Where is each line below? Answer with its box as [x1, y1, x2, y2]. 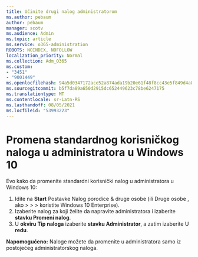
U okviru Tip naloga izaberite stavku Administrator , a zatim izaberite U [14, 220, 189, 227]
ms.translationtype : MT [6, 91, 65, 97]
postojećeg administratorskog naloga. [6, 245, 98, 252]
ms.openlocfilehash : [6, 80, 57, 86]
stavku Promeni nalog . [14, 214, 71, 222]
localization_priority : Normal [6, 53, 83, 58]
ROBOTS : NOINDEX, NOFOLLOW [6, 47, 72, 53]
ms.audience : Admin [6, 31, 54, 37]
